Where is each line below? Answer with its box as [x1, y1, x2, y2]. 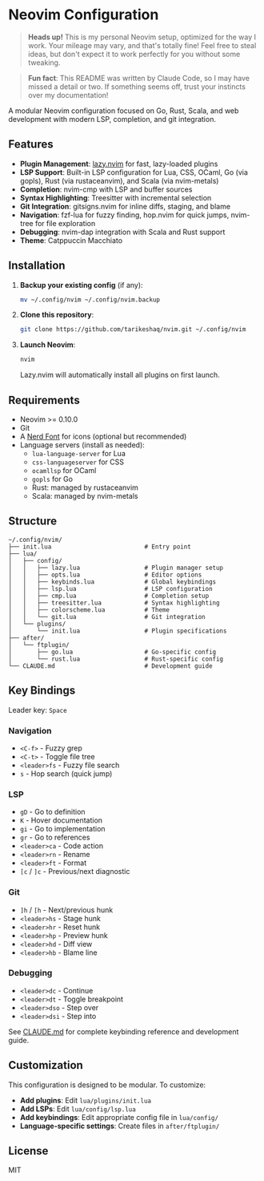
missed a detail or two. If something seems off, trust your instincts [27, 82, 246, 91]
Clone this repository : [19, 310, 94, 320]
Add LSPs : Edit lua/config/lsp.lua [19, 1104, 136, 1114]
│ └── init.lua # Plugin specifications [8, 627, 227, 635]
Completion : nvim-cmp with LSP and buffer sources [19, 184, 193, 194]
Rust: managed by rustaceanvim [31, 483, 138, 492]
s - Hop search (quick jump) [19, 768, 113, 779]
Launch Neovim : [19, 340, 76, 350]
